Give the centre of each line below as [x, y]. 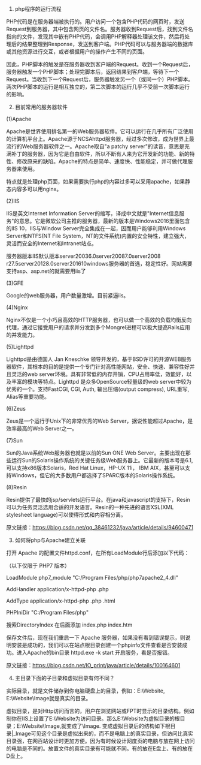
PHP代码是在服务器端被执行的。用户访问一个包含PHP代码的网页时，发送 [95, 22]
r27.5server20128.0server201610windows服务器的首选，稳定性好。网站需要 [99, 263]
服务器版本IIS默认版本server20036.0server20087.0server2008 [83, 256]
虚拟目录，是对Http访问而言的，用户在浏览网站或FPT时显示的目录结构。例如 [100, 711]
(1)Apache [19, 119]
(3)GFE [15, 283]
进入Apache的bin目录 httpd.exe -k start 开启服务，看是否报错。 [95, 653]
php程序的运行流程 [38, 9]
